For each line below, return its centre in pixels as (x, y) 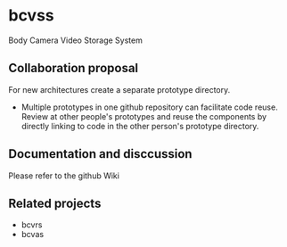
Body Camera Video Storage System (76, 40)
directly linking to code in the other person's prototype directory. (140, 126)
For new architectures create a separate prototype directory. (119, 89)
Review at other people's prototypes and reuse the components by (144, 116)
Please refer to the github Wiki (64, 176)
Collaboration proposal (74, 68)
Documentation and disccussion (100, 154)
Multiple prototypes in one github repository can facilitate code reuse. (149, 107)
